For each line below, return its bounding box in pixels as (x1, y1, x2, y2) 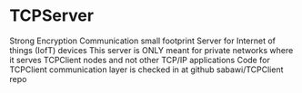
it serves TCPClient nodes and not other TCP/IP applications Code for (9, 54, 270, 65)
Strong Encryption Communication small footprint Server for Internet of (9, 35, 276, 46)
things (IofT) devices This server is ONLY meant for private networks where (9, 44, 294, 55)
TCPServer (9, 5, 94, 26)
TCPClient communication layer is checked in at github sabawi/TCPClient (9, 64, 284, 75)
